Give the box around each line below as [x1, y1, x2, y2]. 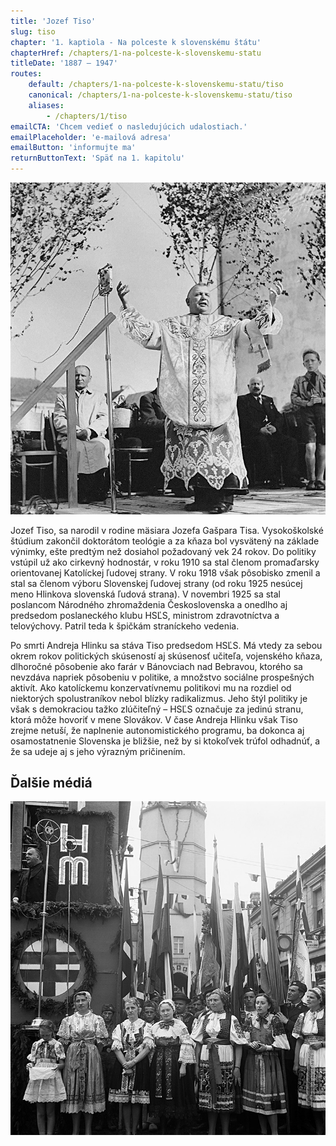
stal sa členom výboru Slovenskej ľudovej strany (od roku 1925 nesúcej [10, 577, 303, 589]
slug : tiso [10, 26, 56, 37]
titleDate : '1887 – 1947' [10, 58, 118, 69]
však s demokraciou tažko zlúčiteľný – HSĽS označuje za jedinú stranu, [10, 703, 304, 715]
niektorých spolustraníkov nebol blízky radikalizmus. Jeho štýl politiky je [10, 692, 308, 704]
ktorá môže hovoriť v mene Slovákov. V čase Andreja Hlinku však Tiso [10, 713, 298, 725]
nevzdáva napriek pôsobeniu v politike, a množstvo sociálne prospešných [10, 671, 315, 683]
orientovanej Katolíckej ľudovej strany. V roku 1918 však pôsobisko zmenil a [10, 566, 321, 579]
